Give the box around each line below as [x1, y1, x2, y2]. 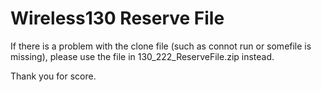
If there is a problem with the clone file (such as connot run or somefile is [10, 40, 312, 52]
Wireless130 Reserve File [10, 7, 225, 30]
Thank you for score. [10, 70, 97, 82]
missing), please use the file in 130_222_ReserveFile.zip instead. [10, 50, 275, 62]
